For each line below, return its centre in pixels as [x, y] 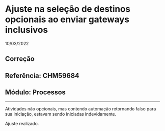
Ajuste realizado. [22, 123]
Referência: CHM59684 [42, 75]
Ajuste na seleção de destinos [68, 9]
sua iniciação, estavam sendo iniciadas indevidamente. [61, 114]
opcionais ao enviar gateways [67, 19]
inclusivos [27, 30]
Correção [20, 59]
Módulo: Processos [35, 92]
